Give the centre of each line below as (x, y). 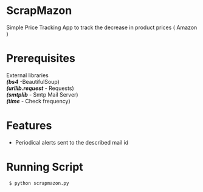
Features (29, 126)
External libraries (27, 75)
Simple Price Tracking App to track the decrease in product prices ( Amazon (102, 27)
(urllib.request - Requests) (40, 88)
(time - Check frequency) (39, 101)
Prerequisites (41, 59)
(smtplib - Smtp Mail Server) (42, 94)
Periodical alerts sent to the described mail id (72, 142)
